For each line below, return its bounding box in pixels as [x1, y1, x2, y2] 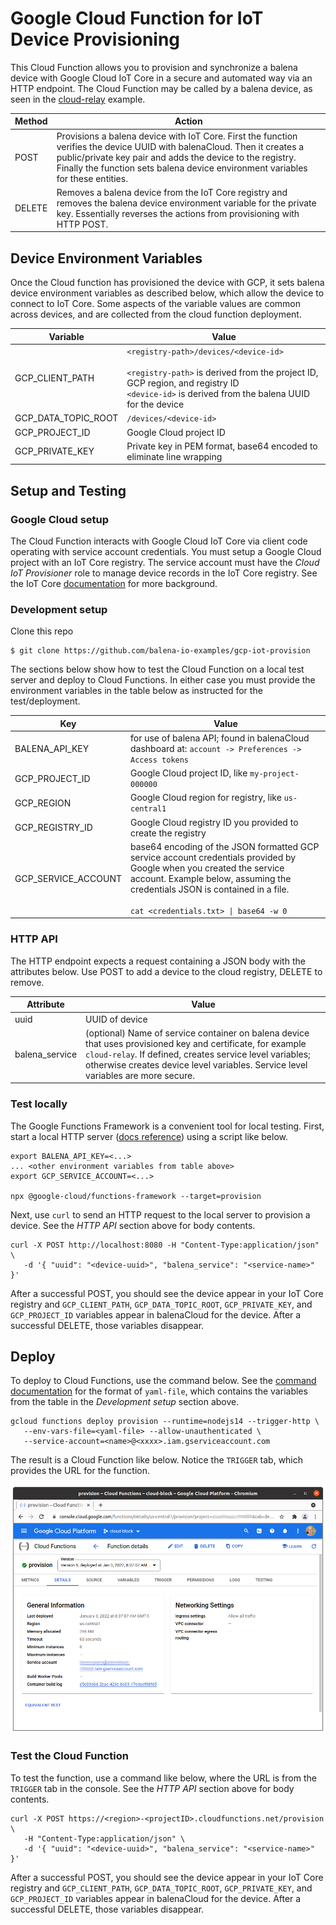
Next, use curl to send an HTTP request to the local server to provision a [10, 1208, 311, 1221]
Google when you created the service [129, 862, 285, 874]
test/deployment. [10, 695, 81, 707]
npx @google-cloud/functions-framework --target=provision [10, 1191, 262, 1201]
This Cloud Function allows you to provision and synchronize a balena [10, 61, 298, 73]
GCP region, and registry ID [126, 377, 240, 389]
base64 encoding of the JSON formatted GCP [129, 840, 320, 852]
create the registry [129, 827, 207, 839]
